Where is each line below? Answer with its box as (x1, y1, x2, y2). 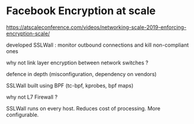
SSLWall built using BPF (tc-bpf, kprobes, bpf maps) (6, 81, 133, 89)
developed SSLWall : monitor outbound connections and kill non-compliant (6, 41, 189, 48)
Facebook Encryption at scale (6, 4, 156, 18)
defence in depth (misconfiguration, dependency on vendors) (6, 70, 157, 77)
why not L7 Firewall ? (6, 93, 58, 100)
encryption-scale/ (6, 30, 50, 37)
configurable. (6, 111, 39, 118)
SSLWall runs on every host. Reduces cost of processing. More (6, 105, 161, 112)
